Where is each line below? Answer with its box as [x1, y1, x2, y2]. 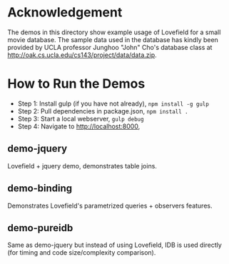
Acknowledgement [7, 4, 123, 21]
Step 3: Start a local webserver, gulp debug [17, 114, 144, 123]
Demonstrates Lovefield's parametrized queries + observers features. [7, 201, 213, 210]
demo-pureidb [7, 222, 73, 234]
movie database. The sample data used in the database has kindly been [7, 35, 219, 44]
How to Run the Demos [7, 76, 146, 92]
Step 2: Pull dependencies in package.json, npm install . [17, 106, 188, 115]
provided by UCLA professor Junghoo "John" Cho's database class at [7, 43, 213, 51]
